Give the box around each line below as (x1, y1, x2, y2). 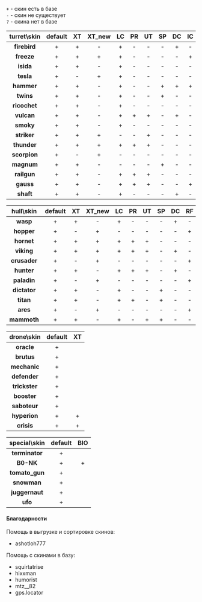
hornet (14, 237, 34, 245)
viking (14, 247, 34, 255)
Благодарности (6, 514, 47, 522)
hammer (12, 82, 37, 90)
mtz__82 (14, 583, 36, 590)
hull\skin (11, 207, 37, 215)
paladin (13, 276, 35, 284)
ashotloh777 (14, 540, 46, 547)
